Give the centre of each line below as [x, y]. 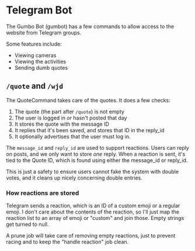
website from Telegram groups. [44, 32]
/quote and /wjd [34, 86]
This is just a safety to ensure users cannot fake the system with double [93, 171]
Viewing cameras [35, 55]
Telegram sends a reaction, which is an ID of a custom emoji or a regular [93, 206]
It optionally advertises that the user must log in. [72, 136]
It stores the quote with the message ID [62, 124]
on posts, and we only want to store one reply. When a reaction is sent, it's [96, 154]
